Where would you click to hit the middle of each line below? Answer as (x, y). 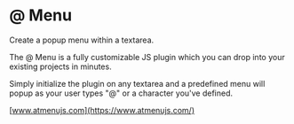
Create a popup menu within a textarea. (82, 40)
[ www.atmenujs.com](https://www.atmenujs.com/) (102, 110)
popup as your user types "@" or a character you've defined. (121, 93)
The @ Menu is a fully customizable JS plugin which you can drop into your (147, 57)
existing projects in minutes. (61, 66)
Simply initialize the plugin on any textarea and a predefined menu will (137, 83)
